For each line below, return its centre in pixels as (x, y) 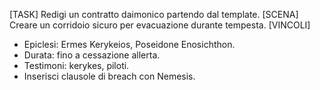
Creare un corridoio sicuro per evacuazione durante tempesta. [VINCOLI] (160, 25)
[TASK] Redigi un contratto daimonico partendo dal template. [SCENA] (154, 14)
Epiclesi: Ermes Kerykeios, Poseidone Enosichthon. (129, 44)
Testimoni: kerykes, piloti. (76, 65)
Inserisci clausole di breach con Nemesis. (109, 76)
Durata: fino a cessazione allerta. (92, 55)
